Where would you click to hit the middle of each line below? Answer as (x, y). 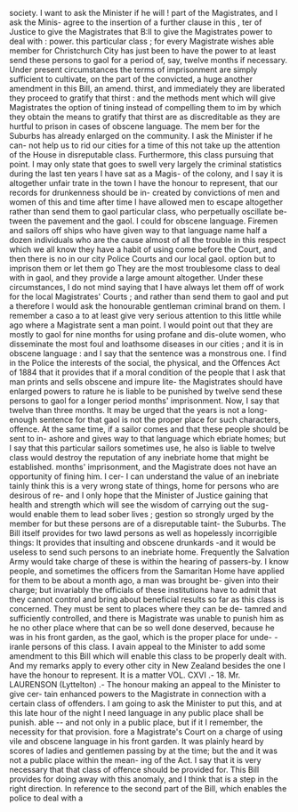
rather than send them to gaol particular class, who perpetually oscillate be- (148, 211)
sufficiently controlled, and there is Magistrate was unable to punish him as (147, 618)
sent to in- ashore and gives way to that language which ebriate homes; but (148, 438)
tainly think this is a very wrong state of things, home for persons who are (144, 486)
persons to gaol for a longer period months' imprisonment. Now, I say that (145, 401)
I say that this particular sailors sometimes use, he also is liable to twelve (142, 448)
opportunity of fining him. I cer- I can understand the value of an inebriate (144, 476)
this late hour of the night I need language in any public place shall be (137, 713)
